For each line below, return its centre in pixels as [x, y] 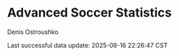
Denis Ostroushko [33, 32]
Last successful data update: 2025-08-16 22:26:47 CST [88, 45]
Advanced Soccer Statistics [89, 13]
